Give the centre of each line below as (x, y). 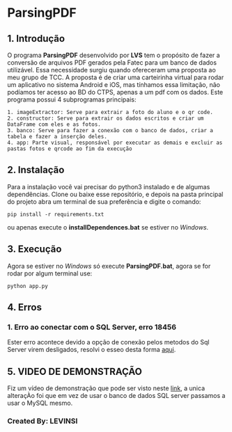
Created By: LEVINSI (42, 421)
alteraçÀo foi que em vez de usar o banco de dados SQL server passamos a (116, 396)
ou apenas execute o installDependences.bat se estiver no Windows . (108, 227)
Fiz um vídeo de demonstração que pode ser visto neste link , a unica (106, 388)
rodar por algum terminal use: (50, 273)
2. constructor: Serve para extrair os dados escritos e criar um (106, 118)
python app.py (28, 286)
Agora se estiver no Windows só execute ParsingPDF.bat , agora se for (109, 266)
